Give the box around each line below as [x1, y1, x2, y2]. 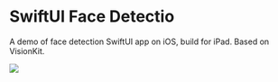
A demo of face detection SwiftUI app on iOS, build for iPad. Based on [9, 36, 270, 47]
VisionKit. [9, 45, 45, 56]
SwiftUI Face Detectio [9, 6, 175, 27]
